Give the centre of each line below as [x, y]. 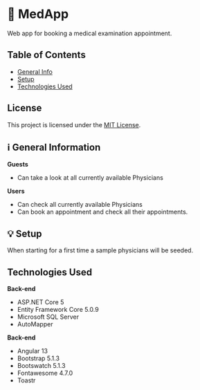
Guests [18, 165]
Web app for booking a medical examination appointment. [90, 33]
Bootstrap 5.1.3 [38, 358]
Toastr [26, 380]
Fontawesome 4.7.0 [45, 373]
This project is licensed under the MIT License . [74, 124]
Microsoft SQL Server [48, 317]
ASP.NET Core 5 [40, 302]
